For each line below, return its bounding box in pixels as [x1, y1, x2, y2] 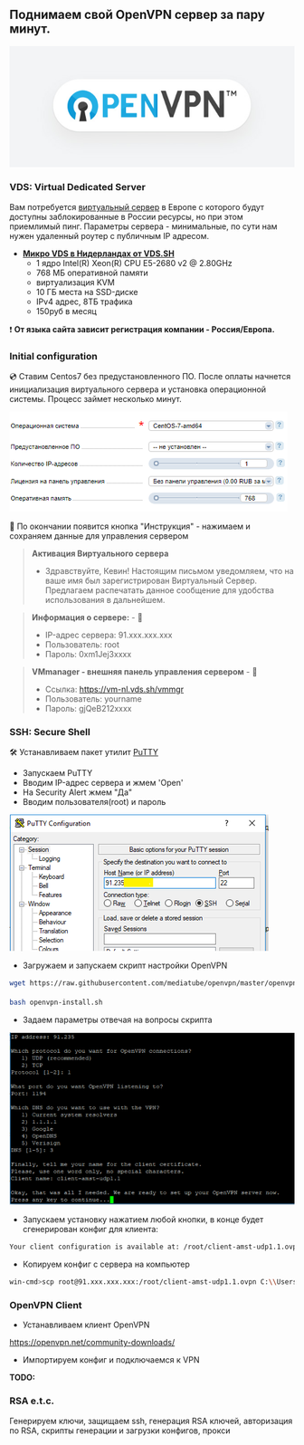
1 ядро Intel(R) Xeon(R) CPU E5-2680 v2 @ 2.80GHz [35, 257, 233, 268]
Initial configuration [9, 349, 98, 362]
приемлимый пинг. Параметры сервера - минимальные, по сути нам [9, 221, 278, 232]
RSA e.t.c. [9, 1394, 55, 1407]
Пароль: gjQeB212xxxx [44, 703, 133, 714]
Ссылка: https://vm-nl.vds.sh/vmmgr [44, 684, 184, 695]
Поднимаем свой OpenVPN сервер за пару [9, 7, 265, 23]
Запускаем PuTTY [22, 768, 93, 779]
